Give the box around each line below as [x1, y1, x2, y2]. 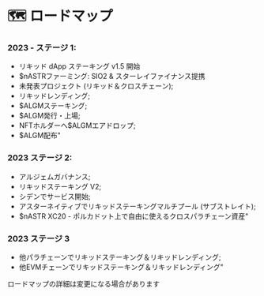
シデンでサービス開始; [18, 191, 92, 201]
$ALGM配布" [18, 131, 61, 141]
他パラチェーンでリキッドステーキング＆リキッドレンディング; [18, 253, 221, 262]
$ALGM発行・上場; [18, 111, 81, 121]
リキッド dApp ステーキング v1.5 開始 [18, 62, 141, 71]
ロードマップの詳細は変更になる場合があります [7, 279, 160, 289]
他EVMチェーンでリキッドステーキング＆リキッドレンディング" [18, 262, 224, 272]
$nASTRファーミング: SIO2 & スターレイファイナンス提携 [18, 72, 206, 81]
